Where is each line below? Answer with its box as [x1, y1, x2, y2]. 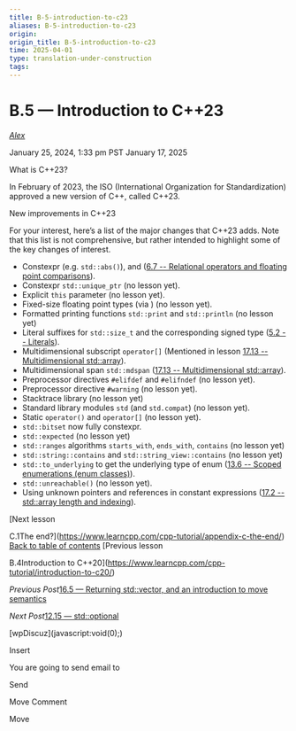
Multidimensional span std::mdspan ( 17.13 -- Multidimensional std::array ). [21, 364, 286, 375]
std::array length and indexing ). [21, 496, 137, 507]
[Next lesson [9, 513, 56, 524]
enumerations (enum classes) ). [21, 468, 135, 478]
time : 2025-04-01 [9, 46, 73, 55]
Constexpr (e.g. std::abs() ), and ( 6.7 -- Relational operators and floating [21, 261, 287, 271]
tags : [9, 63, 29, 72]
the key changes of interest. [9, 244, 111, 254]
